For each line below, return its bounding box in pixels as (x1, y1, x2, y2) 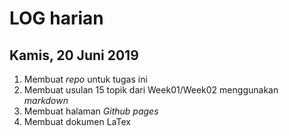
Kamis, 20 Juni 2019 (9, 47, 139, 64)
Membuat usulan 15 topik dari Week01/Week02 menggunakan (23, 84, 279, 96)
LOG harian (9, 7, 104, 30)
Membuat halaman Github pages (23, 105, 159, 117)
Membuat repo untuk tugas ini (23, 73, 148, 85)
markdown (23, 95, 69, 106)
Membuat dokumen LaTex (23, 116, 131, 127)
